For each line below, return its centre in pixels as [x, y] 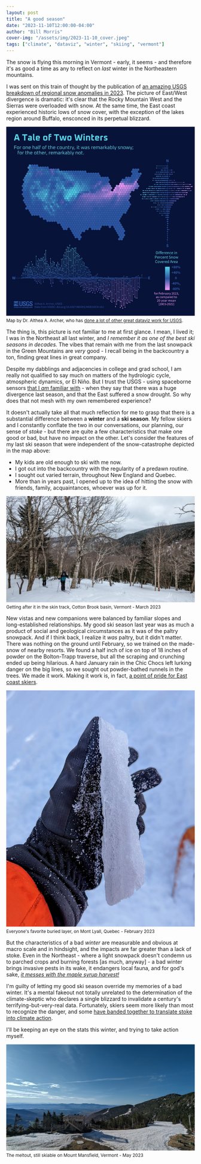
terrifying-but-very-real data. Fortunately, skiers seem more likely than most [100, 1006]
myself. [15, 1036]
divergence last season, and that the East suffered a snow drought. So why [99, 394]
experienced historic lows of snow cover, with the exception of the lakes [95, 112]
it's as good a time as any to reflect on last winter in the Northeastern [92, 68]
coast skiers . [22, 682]
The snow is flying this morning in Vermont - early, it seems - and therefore [99, 62]
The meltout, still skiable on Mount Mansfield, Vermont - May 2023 [75, 1156]
